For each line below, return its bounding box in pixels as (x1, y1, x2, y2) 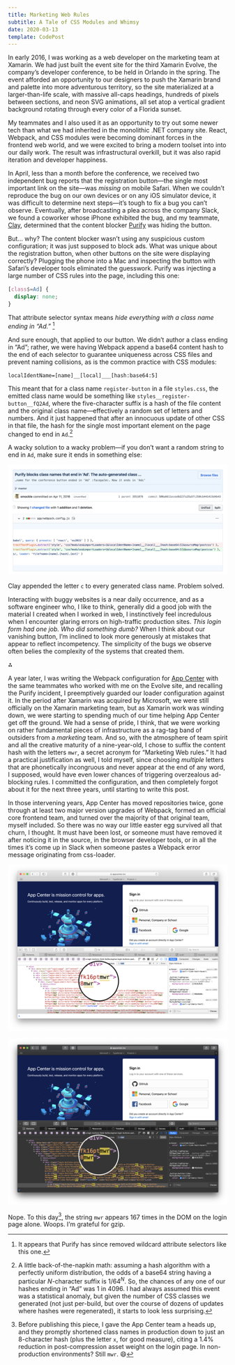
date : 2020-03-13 (8, 26, 59, 33)
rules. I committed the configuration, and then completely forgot (34, 777, 218, 786)
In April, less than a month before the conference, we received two (8, 169, 199, 178)
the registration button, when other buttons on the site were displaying (8, 250, 211, 258)
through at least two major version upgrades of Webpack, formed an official (8, 806, 226, 814)
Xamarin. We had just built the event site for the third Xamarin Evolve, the (8, 61, 218, 69)
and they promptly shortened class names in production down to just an (17, 1327, 225, 1336)
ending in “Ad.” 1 (8, 321, 55, 330)
